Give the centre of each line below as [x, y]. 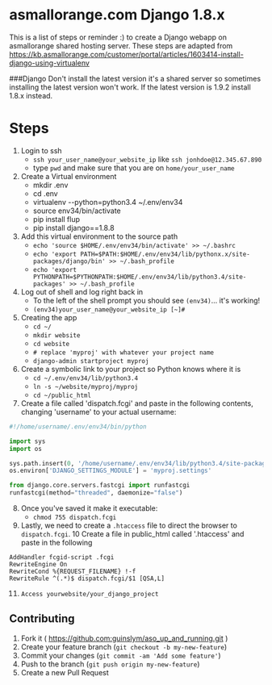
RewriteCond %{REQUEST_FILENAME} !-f [73, 571]
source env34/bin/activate [77, 211]
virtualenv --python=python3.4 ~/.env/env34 [108, 202]
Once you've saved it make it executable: [89, 508]
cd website [51, 344]
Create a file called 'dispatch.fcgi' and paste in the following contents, [137, 403]
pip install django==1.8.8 [74, 228]
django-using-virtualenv [49, 63]
